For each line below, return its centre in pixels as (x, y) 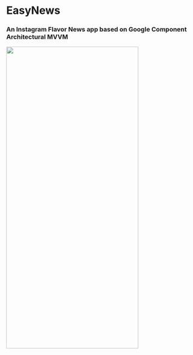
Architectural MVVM (37, 37)
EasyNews (33, 11)
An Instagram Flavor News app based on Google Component (96, 30)
